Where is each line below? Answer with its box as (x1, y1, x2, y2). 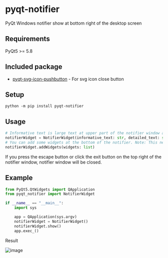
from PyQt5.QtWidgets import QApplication (5, 187, 95, 192)
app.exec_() (14, 228, 39, 233)
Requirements (5, 35, 50, 43)
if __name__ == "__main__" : (5, 201, 64, 206)
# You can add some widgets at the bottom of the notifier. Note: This (5, 140, 157, 145)
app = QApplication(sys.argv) (14, 214, 77, 219)
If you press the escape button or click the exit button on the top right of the (5, 154, 161, 160)
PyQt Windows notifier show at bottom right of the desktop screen (5, 20, 142, 26)
